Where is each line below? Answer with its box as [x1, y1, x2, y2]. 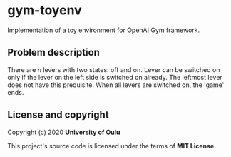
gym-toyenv [7, 2, 82, 19]
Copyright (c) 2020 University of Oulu [7, 128, 120, 136]
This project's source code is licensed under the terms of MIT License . [7, 141, 216, 150]
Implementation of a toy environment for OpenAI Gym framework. [7, 26, 200, 34]
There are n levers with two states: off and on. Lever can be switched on [7, 65, 220, 74]
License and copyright [7, 109, 109, 121]
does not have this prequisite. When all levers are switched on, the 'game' [7, 81, 225, 89]
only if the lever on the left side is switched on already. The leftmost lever [7, 73, 222, 81]
